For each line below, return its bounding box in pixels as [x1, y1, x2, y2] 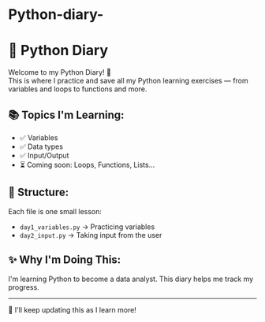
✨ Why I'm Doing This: [8, 254, 121, 267]
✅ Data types [19, 142, 63, 151]
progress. [8, 282, 39, 292]
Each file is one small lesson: [8, 206, 103, 216]
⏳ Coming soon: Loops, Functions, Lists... [19, 160, 155, 169]
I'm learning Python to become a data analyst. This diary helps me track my [8, 274, 254, 283]
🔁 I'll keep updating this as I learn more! [8, 305, 136, 314]
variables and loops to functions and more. [8, 84, 147, 94]
